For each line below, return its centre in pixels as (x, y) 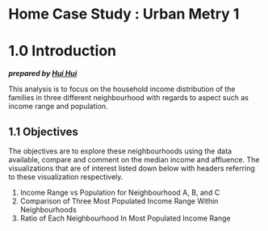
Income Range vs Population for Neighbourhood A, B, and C (120, 192)
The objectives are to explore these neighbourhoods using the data (120, 151)
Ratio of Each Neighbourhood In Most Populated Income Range (126, 218)
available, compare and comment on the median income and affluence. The (134, 159)
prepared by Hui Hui (43, 73)
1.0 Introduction (63, 51)
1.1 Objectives (44, 131)
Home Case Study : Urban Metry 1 (124, 14)
